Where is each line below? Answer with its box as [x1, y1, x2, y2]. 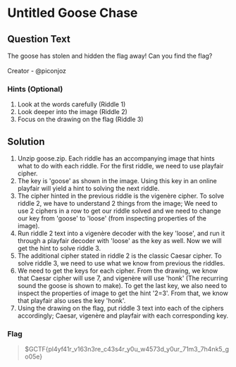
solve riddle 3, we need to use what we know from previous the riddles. [17, 259, 225, 268]
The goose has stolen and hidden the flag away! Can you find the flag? [7, 51, 213, 60]
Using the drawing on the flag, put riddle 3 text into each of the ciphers [17, 304, 224, 313]
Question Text [7, 33, 70, 45]
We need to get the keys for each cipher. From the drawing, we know [17, 266, 218, 275]
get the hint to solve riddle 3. [17, 244, 101, 253]
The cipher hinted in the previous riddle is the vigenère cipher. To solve [17, 192, 224, 200]
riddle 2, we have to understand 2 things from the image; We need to [17, 199, 218, 208]
